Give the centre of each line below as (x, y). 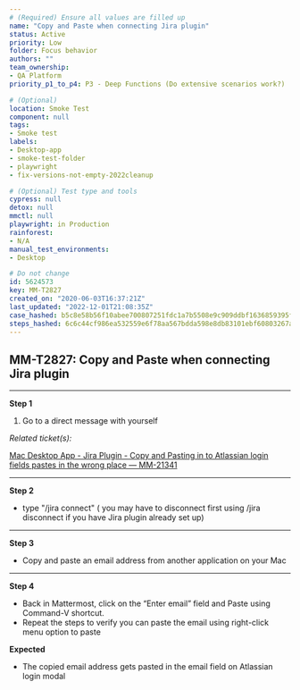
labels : (24, 142)
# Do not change (39, 273)
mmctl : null (31, 216)
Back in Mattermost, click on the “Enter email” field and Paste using (146, 603)
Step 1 (21, 404)
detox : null (31, 208)
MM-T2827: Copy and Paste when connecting (140, 360)
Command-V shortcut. (63, 613)
